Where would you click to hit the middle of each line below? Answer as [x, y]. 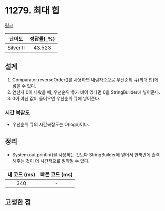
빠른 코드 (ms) [57, 174]
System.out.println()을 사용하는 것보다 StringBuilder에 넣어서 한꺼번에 [81, 155]
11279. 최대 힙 [32, 10]
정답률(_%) [42, 39]
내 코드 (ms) [22, 174]
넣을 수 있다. [24, 86]
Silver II [16, 47]
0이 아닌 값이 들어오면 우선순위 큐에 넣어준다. [56, 98]
